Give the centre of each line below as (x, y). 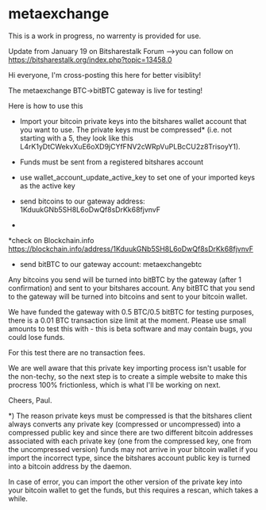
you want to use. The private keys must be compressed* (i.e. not (126, 129)
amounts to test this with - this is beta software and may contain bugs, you (130, 328)
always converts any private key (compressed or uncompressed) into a (124, 424)
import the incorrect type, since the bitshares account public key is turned (129, 458)
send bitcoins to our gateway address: (82, 201)
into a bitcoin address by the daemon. (70, 466)
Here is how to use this (46, 106)
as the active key (47, 185)
